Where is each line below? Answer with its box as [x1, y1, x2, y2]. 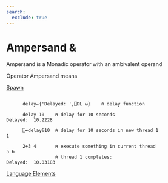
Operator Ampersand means [6, 72, 78, 79]
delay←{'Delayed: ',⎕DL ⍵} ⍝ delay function [22, 101, 146, 107]
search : [6, 8, 26, 15]
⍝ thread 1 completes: [55, 154, 113, 161]
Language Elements [6, 170, 56, 178]
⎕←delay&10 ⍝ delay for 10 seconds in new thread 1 [22, 128, 159, 134]
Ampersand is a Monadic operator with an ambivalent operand [6, 61, 163, 68]
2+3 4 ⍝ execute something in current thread [22, 144, 156, 150]
